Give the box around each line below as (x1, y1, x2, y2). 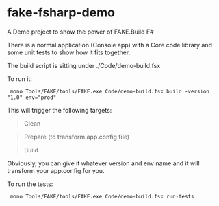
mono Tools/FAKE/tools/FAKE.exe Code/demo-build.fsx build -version (10, 88, 210, 95)
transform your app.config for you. (7, 166, 105, 174)
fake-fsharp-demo (7, 5, 115, 21)
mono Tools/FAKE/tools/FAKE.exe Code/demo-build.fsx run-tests (10, 193, 194, 200)
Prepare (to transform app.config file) (23, 133, 130, 141)
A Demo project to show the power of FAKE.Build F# (7, 27, 154, 36)
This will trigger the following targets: (7, 106, 112, 114)
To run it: (7, 74, 33, 83)
